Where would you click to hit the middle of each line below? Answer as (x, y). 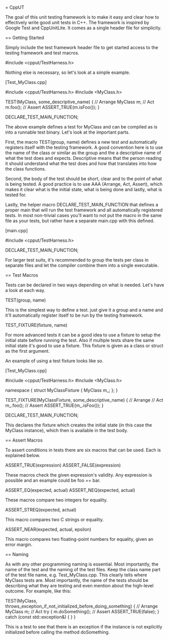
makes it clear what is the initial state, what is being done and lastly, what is (84, 189)
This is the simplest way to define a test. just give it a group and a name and (84, 310)
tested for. (16, 195)
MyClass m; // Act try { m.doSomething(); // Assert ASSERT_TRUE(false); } (82, 611)
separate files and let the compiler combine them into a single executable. (82, 265)
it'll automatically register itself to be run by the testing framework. (74, 315)
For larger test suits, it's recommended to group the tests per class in (77, 260)
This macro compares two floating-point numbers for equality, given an (79, 539)
